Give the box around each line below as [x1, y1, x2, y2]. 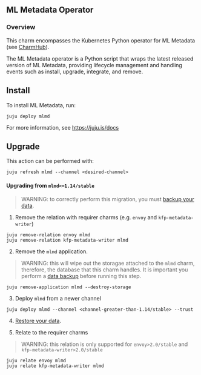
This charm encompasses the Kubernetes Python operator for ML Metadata [6, 36, 196, 44]
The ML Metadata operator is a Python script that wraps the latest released [6, 55, 194, 62]
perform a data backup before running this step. [21, 272, 142, 279]
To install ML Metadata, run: [6, 101, 76, 108]
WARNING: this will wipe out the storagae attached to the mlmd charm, [21, 259, 195, 267]
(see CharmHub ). [6, 43, 50, 50]
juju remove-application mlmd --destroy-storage [6, 284, 131, 290]
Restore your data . [15, 317, 62, 324]
